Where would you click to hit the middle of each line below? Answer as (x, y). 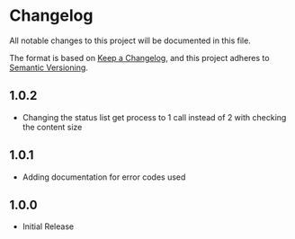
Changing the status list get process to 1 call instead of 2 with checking (154, 117)
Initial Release (48, 226)
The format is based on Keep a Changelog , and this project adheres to (139, 58)
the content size (52, 127)
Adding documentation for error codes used (104, 177)
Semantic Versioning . (49, 67)
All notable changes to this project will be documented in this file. (130, 40)
